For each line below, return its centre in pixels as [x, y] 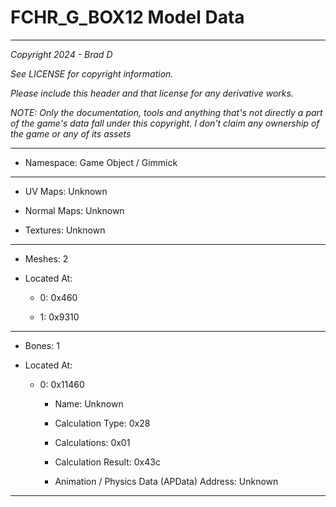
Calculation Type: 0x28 [102, 423]
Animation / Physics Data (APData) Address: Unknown [166, 481]
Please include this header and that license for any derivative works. [152, 93]
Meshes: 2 [46, 258]
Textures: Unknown [65, 230]
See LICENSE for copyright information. [92, 73]
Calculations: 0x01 [92, 442]
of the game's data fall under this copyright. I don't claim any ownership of [165, 123]
